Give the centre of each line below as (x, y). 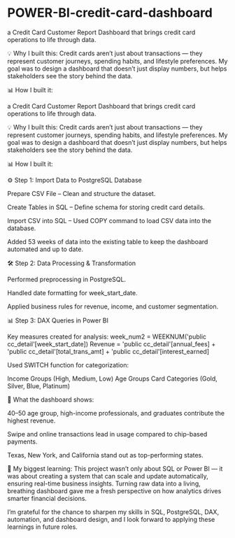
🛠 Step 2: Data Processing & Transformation (72, 263)
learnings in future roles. (43, 527)
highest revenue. (31, 420)
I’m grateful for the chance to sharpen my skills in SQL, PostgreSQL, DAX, (113, 511)
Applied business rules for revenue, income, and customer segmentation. (113, 306)
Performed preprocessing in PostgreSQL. (67, 279)
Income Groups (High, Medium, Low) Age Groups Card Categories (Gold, (113, 378)
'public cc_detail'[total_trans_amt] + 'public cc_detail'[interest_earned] (108, 351)
